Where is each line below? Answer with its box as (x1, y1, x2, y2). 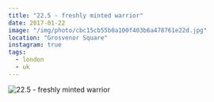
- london (15, 56, 44, 64)
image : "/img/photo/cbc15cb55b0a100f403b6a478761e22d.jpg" (8, 26, 208, 34)
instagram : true (8, 41, 62, 49)
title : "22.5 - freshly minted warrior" (8, 11, 144, 20)
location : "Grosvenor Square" (8, 33, 109, 42)
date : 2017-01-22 (8, 19, 66, 27)
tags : (8, 48, 26, 56)
